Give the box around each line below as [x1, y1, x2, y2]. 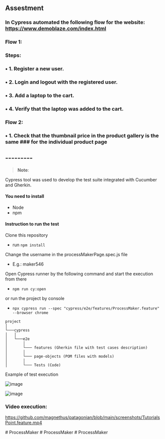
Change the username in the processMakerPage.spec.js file [5, 251, 128, 257]
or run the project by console [5, 295, 65, 301]
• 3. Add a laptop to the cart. [5, 92, 75, 99]
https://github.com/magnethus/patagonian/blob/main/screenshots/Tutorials [5, 415, 160, 421]
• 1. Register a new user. [5, 65, 64, 72]
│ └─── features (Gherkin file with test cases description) [5, 345, 148, 350]
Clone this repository [5, 232, 48, 238]
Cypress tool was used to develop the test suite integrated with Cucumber [5, 176, 158, 182]
